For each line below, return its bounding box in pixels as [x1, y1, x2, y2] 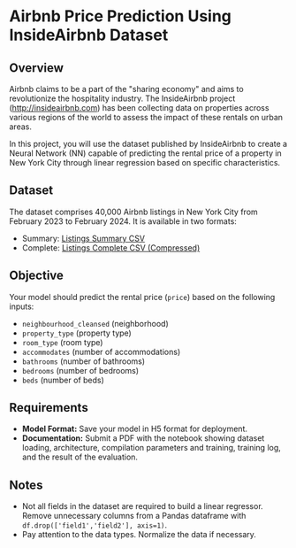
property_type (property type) [21, 328, 133, 338]
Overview [9, 60, 65, 75]
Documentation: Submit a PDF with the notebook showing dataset [21, 433, 265, 444]
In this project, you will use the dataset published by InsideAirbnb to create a [9, 139, 288, 149]
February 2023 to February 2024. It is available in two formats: [9, 215, 237, 227]
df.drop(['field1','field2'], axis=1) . [21, 520, 168, 530]
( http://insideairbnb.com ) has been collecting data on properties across [9, 103, 269, 112]
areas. [9, 121, 33, 132]
